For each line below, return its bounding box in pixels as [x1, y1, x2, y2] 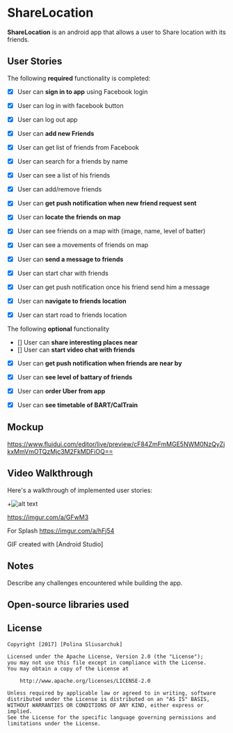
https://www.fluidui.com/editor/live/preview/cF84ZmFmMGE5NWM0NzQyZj [7, 440, 225, 448]
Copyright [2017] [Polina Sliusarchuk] [7, 640, 123, 648]
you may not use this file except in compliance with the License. [7, 659, 207, 666]
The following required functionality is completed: [7, 74, 151, 82]
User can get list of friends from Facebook [17, 143, 139, 151]
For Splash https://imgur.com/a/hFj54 [7, 526, 115, 535]
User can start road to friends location [17, 310, 127, 319]
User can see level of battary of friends [17, 372, 133, 381]
